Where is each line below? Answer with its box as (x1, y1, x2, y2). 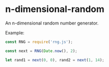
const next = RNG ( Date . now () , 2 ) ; (5, 48, 78, 53)
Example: (5, 29, 25, 35)
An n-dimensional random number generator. (5, 20, 99, 26)
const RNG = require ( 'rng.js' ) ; (5, 39, 73, 44)
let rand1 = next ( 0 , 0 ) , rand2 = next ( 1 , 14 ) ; (5, 57, 104, 62)
